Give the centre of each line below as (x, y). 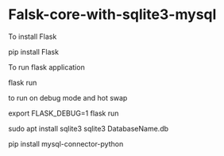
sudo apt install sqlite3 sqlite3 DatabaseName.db (89, 128)
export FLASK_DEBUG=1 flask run (64, 113)
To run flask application (46, 67)
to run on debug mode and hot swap (68, 97)
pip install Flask (34, 51)
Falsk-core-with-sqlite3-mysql (112, 15)
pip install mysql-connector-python (66, 143)
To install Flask (33, 36)
